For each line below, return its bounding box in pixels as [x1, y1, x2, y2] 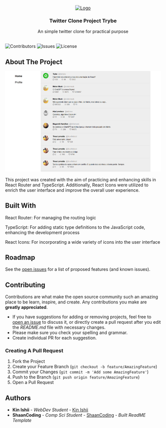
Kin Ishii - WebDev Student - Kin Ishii [12, 407, 88, 413]
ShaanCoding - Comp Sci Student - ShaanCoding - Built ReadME [12, 412, 146, 418]
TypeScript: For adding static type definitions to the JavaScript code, [5, 224, 146, 230]
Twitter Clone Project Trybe [49, 17, 117, 24]
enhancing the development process [5, 229, 80, 235]
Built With [5, 202, 36, 210]
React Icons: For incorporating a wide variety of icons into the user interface [5, 239, 161, 245]
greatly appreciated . [5, 304, 48, 310]
